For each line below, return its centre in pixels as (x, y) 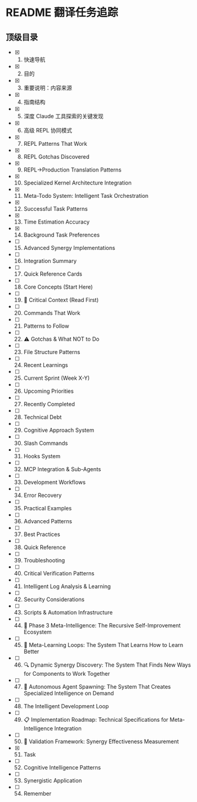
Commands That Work (52, 313)
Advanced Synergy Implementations (69, 248)
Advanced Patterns (48, 521)
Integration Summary (50, 261)
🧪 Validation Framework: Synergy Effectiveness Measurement (101, 741)
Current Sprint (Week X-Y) (56, 378)
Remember (38, 793)
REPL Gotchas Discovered (56, 157)
